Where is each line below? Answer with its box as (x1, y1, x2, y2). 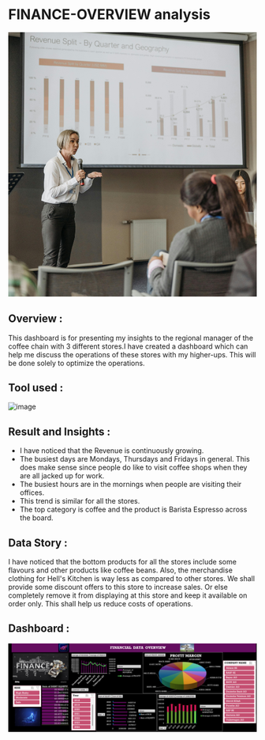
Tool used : (8, 381, 64, 395)
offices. (19, 488, 45, 497)
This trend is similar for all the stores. (19, 496, 140, 506)
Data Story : (8, 536, 68, 549)
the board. (19, 513, 54, 523)
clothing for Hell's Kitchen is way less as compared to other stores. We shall (8, 574, 255, 583)
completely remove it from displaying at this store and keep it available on (8, 591, 248, 600)
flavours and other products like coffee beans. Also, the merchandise (8, 565, 233, 575)
